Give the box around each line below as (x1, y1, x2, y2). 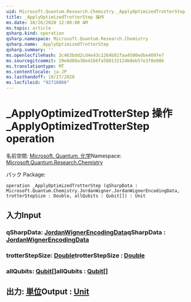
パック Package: (6, 171, 46, 178)
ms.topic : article (6, 25, 51, 31)
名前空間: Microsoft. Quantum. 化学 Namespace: (6, 152, 122, 159)
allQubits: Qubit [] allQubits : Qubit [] (6, 267, 108, 276)
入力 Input (6, 210, 41, 220)
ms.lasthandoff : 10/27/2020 (6, 74, 75, 80)
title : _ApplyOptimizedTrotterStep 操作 (6, 14, 105, 20)
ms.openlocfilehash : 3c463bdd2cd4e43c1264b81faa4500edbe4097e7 (6, 52, 165, 58)
